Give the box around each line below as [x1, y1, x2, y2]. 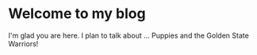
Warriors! [8, 38, 39, 48]
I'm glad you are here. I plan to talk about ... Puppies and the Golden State [8, 31, 250, 40]
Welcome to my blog [8, 5, 146, 23]
